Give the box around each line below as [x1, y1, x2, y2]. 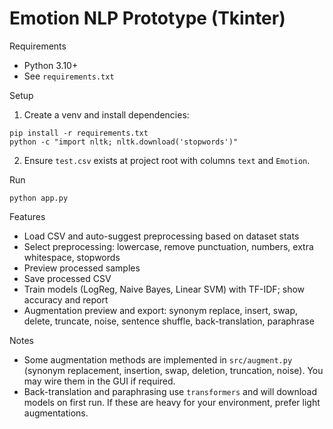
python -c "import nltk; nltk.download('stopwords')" [9, 137, 239, 147]
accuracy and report [23, 293, 109, 306]
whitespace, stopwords [23, 251, 121, 263]
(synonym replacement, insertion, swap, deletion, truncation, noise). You [23, 364, 324, 376]
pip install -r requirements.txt [9, 128, 149, 138]
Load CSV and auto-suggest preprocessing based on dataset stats [23, 230, 300, 242]
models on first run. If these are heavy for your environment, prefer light [23, 396, 321, 408]
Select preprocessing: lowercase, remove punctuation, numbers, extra [23, 240, 314, 252]
